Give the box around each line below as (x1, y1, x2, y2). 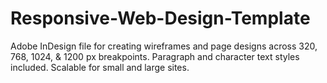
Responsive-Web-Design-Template (10, 7, 311, 30)
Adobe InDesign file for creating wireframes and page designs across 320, (10, 40, 318, 52)
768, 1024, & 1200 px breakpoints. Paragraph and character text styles (10, 50, 300, 62)
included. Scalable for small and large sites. (10, 61, 190, 73)
